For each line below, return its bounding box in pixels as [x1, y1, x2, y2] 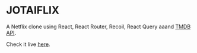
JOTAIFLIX [6, 4, 59, 17]
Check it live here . [6, 41, 50, 48]
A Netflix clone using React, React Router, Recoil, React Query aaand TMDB [6, 23, 191, 30]
